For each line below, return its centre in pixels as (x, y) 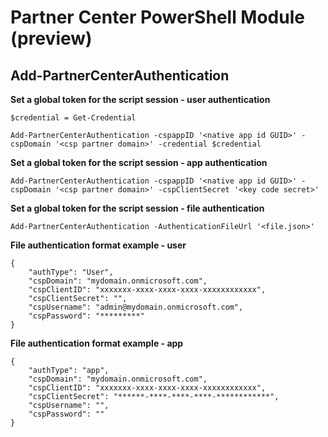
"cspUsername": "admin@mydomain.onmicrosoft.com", (136, 307)
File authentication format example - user (98, 245)
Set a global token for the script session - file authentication (137, 208)
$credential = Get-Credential (73, 118)
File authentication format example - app (97, 343)
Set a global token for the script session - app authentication (139, 162)
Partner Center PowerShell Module (157, 17)
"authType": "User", (71, 272)
